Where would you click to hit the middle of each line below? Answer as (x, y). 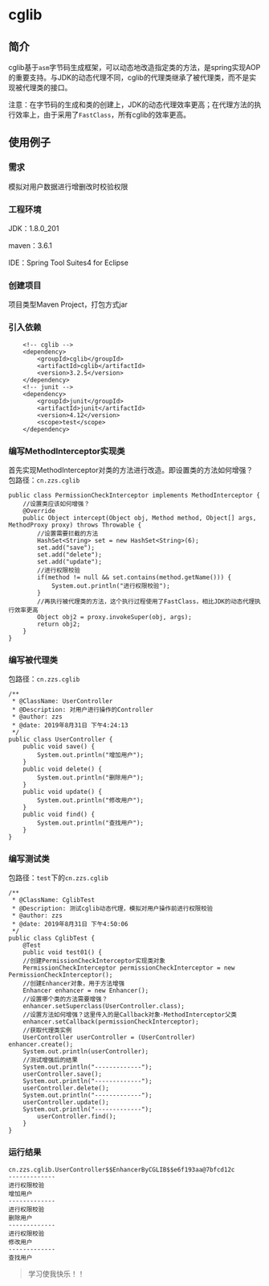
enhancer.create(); (41, 1044)
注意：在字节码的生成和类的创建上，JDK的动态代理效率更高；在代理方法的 (131, 105)
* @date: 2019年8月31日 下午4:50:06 (70, 924)
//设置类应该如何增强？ (56, 504)
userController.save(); (63, 1074)
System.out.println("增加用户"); (91, 755)
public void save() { (59, 746)
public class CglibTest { (51, 939)
